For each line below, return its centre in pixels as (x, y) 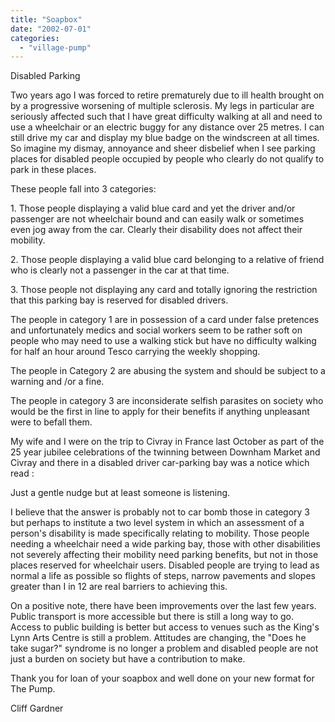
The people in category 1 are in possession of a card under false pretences (165, 320)
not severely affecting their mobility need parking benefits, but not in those (164, 555)
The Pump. (33, 689)
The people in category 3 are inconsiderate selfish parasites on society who (167, 401)
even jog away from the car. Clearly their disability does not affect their (156, 230)
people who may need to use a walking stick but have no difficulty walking (163, 341)
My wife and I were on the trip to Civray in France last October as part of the (167, 442)
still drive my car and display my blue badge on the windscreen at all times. (165, 138)
